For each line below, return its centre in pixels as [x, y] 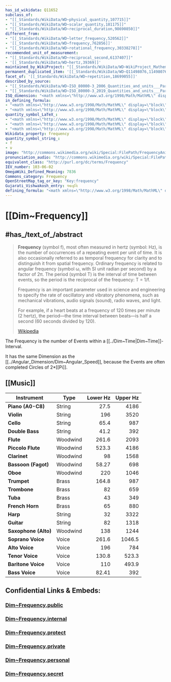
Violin [15, 415]
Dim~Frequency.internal [36, 619]
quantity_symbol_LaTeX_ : [32, 115]
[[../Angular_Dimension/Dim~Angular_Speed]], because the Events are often [85, 361]
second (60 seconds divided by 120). [56, 321]
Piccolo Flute [24, 448]
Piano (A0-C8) [26, 406]
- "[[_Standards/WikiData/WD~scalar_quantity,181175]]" [66, 24]
